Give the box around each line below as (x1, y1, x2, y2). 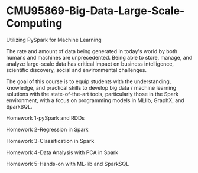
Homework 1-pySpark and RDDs (6, 114, 85, 122)
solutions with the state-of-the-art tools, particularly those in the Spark (6, 90, 179, 97)
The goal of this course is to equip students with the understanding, (6, 78, 171, 85)
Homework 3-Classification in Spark (6, 137, 95, 144)
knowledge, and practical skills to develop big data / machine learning (6, 84, 176, 91)
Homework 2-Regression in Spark (6, 126, 89, 133)
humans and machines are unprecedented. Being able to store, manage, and (6, 54, 193, 61)
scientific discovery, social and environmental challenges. (6, 66, 147, 73)
